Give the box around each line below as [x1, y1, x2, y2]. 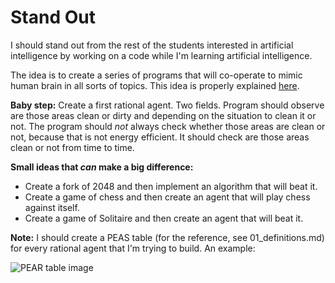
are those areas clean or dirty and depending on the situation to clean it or [10, 109, 317, 121]
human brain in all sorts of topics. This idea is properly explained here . [10, 79, 300, 91]
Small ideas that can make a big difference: [10, 161, 194, 173]
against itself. [24, 201, 80, 213]
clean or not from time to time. [10, 141, 135, 153]
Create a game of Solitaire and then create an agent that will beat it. [24, 212, 304, 224]
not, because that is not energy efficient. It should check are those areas [10, 131, 310, 143]
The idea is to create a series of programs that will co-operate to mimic [10, 69, 303, 81]
